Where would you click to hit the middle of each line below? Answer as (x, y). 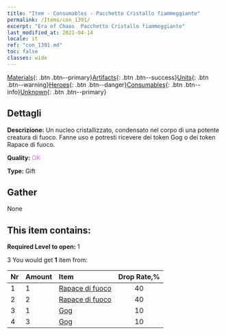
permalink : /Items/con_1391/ (49, 20)
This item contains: (49, 230)
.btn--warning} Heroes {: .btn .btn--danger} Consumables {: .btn (95, 84)
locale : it (23, 39)
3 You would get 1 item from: (47, 260)
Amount (39, 277)
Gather (22, 192)
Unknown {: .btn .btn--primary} (63, 92)
